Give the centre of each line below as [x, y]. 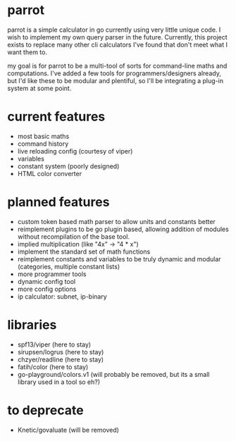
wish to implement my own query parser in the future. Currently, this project [117, 37]
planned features [58, 202]
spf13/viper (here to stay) [54, 344]
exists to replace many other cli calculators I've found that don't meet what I [117, 44]
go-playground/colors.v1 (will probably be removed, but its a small [113, 374]
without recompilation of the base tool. [74, 236]
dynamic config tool [46, 281]
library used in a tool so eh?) [59, 382]
